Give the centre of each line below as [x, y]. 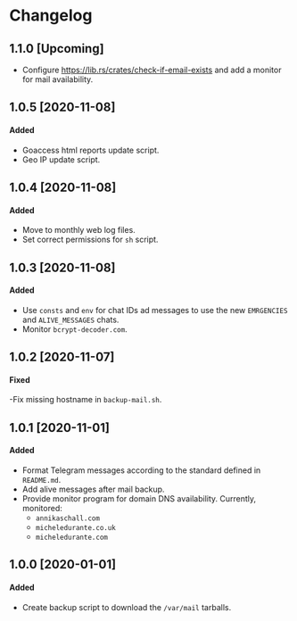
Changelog [51, 16]
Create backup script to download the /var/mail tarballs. [127, 607]
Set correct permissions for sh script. [90, 240]
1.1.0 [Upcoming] [57, 49]
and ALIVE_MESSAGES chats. [70, 319]
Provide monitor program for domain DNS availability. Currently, [139, 498]
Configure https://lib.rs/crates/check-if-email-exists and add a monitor [152, 70]
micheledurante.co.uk [75, 527]
